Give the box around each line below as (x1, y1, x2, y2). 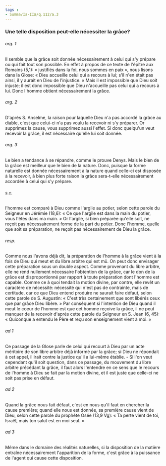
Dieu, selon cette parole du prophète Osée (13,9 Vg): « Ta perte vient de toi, (5, 412, 160, 418)
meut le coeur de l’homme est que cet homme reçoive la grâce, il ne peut (5, 306, 155, 312)
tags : (5, 7, 19, 12)
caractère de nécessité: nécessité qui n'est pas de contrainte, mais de (5, 284, 149, 291)
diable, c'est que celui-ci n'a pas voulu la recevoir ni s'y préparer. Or (5, 120, 145, 126)
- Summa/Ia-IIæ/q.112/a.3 (5, 12, 58, 17)
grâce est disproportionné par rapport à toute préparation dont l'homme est (5, 274, 160, 280)
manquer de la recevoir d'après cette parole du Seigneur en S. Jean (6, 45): (5, 311, 160, 317)
